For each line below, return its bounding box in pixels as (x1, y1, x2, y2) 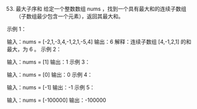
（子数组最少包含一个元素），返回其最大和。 (15, 13, 124, 20)
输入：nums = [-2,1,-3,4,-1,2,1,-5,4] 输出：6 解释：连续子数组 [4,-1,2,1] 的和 (7, 38, 192, 45)
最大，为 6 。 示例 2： (7, 46, 62, 53)
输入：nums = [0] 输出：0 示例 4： (7, 71, 93, 78)
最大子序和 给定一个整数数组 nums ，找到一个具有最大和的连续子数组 (15, 5, 187, 12)
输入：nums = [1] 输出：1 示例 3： (7, 59, 91, 65)
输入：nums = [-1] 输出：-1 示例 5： (7, 84, 95, 91)
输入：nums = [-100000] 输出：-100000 (7, 96, 107, 104)
